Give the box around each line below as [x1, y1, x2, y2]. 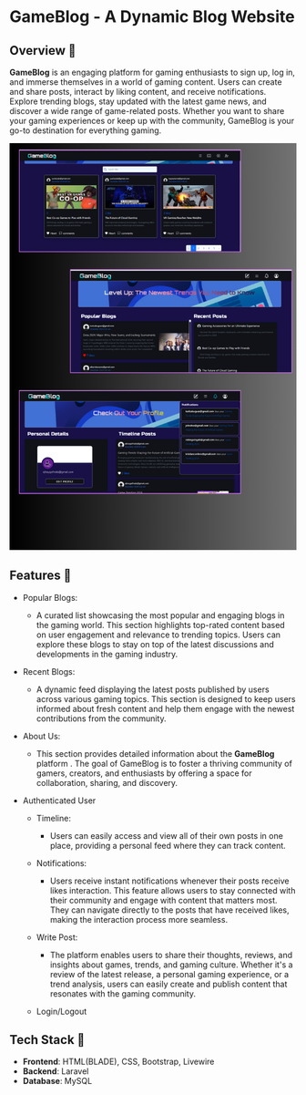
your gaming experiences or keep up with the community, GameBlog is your [9, 116, 294, 126]
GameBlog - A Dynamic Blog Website [9, 6, 295, 27]
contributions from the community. [36, 713, 167, 724]
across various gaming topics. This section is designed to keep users [36, 693, 296, 704]
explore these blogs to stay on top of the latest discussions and [36, 638, 275, 649]
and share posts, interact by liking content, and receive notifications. [9, 87, 267, 97]
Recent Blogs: [22, 666, 76, 677]
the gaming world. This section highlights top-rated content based [36, 619, 285, 630]
